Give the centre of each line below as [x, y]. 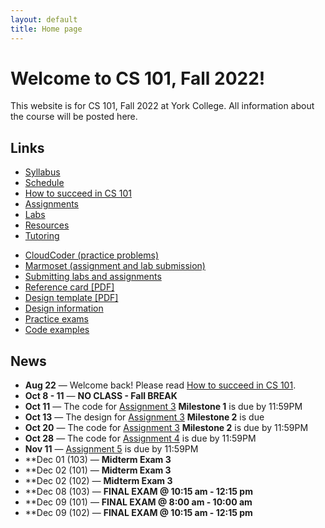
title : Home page [46, 29]
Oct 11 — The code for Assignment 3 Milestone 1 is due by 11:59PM [163, 407]
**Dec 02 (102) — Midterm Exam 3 [98, 481]
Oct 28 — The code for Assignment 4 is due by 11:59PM [140, 438]
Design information [64, 308]
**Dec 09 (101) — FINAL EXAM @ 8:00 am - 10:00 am [138, 502]
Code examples [57, 330]
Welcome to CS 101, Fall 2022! [138, 78]
